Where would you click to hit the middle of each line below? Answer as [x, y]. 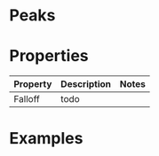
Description [86, 84]
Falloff [27, 99]
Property [33, 84]
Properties [49, 56]
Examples [46, 139]
